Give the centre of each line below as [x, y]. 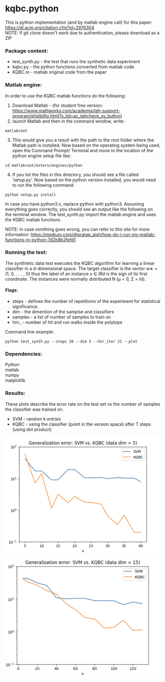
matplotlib [15, 381]
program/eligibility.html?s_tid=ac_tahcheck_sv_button [66, 116]
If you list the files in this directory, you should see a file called [75, 174]
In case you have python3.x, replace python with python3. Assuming [75, 204]
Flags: [12, 290]
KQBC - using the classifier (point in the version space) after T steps [82, 424]
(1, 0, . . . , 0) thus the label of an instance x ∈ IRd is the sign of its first [76, 274]
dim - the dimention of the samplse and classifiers [63, 312]
